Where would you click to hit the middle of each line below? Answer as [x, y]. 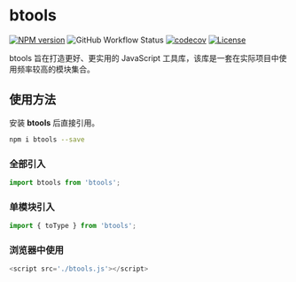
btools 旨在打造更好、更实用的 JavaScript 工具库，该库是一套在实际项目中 [144, 57]
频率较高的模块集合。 [55, 69]
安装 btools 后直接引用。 [55, 122]
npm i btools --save [47, 139]
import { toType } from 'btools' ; [73, 226]
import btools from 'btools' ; [65, 182]
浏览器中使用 [37, 250]
